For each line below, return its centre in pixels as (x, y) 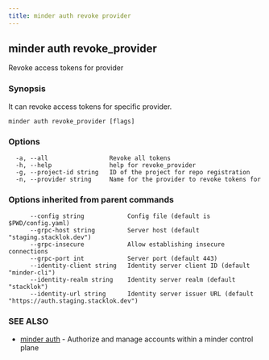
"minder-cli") (32, 273)
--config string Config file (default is (120, 216)
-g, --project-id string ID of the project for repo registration (133, 173)
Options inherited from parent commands (91, 199)
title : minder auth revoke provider (70, 16)
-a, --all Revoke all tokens (93, 158)
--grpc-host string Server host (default (114, 231)
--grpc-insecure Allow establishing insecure (127, 245)
